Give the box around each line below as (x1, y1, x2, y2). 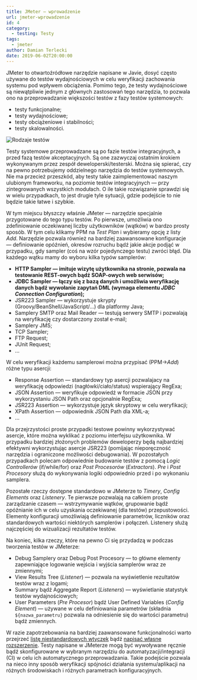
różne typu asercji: (6, 365, 52, 372)
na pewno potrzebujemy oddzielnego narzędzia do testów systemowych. (6, 167, 185, 174)
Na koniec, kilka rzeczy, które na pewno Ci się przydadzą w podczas (6, 537, 173, 544)
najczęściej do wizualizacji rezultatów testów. (6, 525, 117, 532)
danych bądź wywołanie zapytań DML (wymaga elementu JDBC (14, 284, 176, 291)
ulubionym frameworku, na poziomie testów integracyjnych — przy (6, 179, 170, 186)
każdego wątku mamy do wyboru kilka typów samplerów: (6, 253, 147, 261)
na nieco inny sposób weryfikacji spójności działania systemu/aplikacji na (6, 660, 185, 668)
